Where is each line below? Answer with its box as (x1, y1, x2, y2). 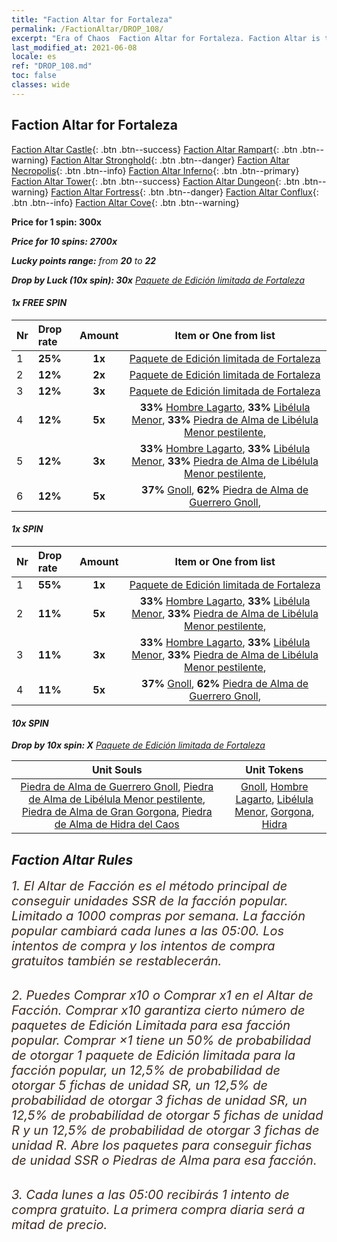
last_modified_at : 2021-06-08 (11, 42, 138, 53)
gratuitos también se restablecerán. (11, 952, 223, 969)
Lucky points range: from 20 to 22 (11, 254, 157, 266)
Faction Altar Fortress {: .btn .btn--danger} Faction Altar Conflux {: (50, 186, 319, 198)
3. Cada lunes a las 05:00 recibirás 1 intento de (11, 1186, 290, 1203)
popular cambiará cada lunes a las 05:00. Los (11, 922, 285, 939)
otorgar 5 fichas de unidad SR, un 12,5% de (11, 1077, 269, 1093)
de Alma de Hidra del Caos (54, 817, 180, 831)
